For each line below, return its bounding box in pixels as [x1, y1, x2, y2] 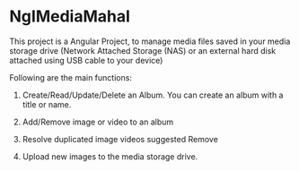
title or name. [22, 98, 72, 109]
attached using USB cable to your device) [9, 55, 163, 65]
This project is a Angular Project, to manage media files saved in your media [9, 36, 291, 47]
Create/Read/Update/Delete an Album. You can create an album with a [22, 90, 284, 100]
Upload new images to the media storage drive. [22, 150, 198, 162]
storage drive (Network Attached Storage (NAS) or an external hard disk [9, 45, 277, 56]
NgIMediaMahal [9, 6, 130, 27]
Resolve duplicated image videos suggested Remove [22, 133, 218, 144]
